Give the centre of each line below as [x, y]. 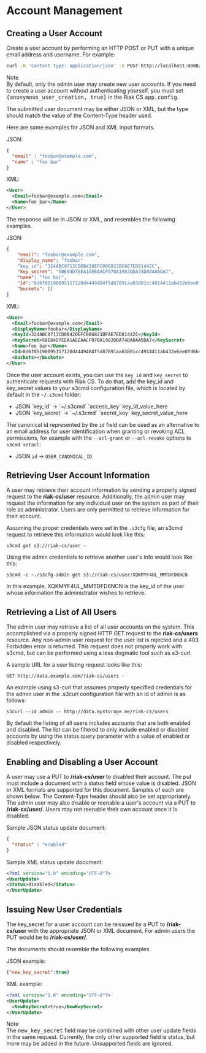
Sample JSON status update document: [56, 828]
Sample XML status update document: [55, 862]
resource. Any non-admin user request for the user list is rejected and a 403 [103, 640]
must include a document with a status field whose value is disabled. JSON [101, 783]
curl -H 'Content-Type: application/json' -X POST [72, 66]
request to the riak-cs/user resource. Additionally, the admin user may [96, 497]
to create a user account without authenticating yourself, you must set [95, 90]
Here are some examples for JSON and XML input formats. [81, 127]
